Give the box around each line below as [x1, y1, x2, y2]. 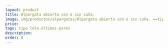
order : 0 [5, 35, 23, 40]
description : [5, 30, 32, 35]
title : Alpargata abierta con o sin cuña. [5, 12, 95, 17]
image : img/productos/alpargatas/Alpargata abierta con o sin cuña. [5, 16, 151, 21]
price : [5, 21, 19, 26]
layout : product [5, 7, 39, 12]
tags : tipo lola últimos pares [5, 26, 70, 31]
